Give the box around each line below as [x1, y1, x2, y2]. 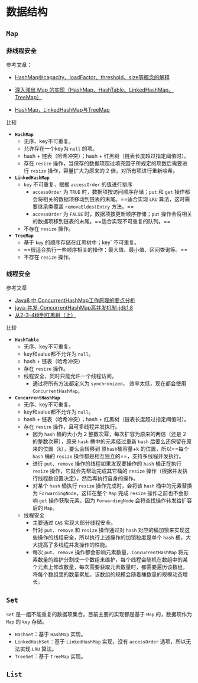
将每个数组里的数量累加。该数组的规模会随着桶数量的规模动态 [32, 571, 183, 578]
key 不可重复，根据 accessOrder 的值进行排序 [23, 181, 133, 188]
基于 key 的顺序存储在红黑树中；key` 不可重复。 [23, 239, 140, 246]
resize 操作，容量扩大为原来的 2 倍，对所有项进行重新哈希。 [30, 167, 178, 174]
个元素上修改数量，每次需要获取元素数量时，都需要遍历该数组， [32, 564, 188, 571]
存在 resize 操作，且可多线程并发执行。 [23, 423, 121, 430]
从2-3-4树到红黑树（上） [14, 311, 76, 319]
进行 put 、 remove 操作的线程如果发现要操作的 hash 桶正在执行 [32, 460, 182, 467]
